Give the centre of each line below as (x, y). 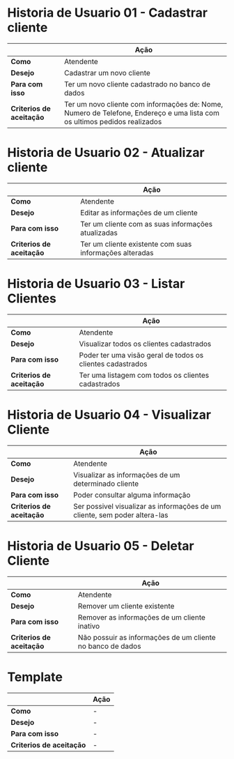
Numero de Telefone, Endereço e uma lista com (141, 113)
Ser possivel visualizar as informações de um (147, 506)
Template (35, 677)
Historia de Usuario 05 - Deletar (101, 546)
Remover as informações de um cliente (141, 617)
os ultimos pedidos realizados (113, 121)
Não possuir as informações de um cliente (147, 637)
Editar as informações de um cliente (139, 213)
